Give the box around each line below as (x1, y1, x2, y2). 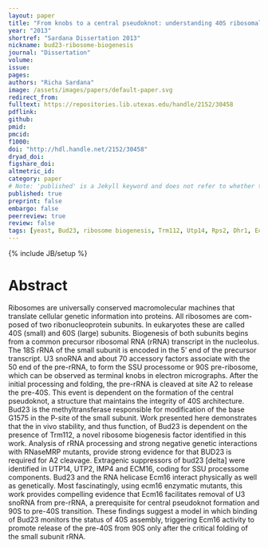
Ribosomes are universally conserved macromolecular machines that (8, 302, 235, 312)
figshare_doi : (8, 160, 56, 168)
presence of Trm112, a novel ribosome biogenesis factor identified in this (8, 430, 247, 440)
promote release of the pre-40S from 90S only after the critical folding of (8, 523, 249, 533)
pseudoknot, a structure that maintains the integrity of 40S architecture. (8, 396, 245, 405)
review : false (8, 219, 56, 227)
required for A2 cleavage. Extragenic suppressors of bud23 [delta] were (8, 455, 246, 465)
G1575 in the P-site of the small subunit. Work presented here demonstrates (8, 412, 258, 423)
